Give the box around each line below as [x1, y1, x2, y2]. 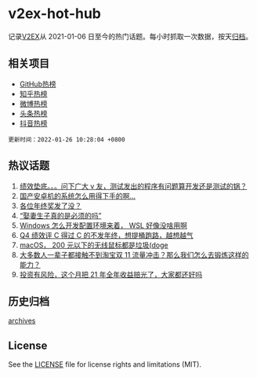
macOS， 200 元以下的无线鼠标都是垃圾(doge [19, 240, 168, 250]
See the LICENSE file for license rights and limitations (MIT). [8, 360, 202, 369]
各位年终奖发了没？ [19, 201, 82, 210]
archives [8, 316, 36, 326]
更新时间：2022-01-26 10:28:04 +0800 [8, 135, 125, 144]
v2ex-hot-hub [8, 5, 102, 23]
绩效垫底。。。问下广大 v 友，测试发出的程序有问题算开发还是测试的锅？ [19, 181, 248, 191]
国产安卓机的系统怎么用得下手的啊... [19, 191, 136, 200]
